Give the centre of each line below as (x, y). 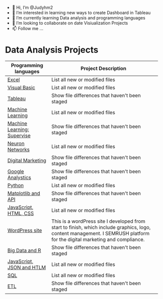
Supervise (19, 135)
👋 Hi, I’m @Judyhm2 (33, 8)
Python (16, 185)
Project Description (104, 68)
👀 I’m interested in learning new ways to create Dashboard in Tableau (81, 13)
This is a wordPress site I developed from (98, 221)
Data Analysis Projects (52, 50)
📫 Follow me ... (28, 28)
